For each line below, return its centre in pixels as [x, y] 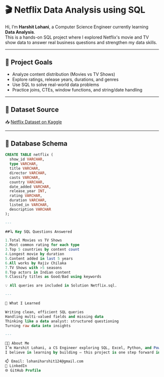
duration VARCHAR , [28, 200]
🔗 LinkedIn [16, 366]
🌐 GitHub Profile [23, 370]
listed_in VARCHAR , [29, 205]
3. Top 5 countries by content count [42, 250]
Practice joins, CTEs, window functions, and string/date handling [77, 89]
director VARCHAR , [28, 173]
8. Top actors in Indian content [38, 272]
